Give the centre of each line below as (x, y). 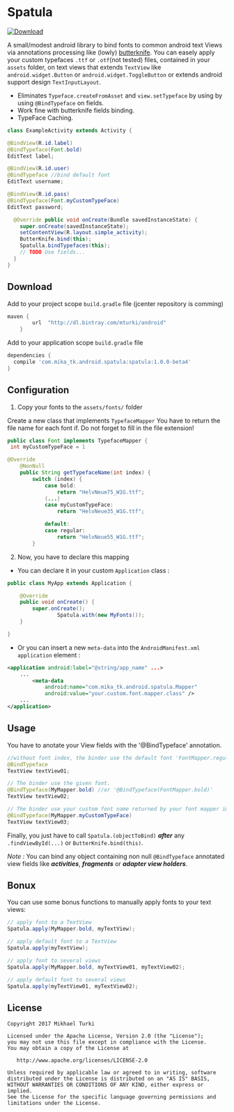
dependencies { (29, 356)
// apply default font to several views (67, 980)
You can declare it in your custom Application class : (93, 570)
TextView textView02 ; (39, 797)
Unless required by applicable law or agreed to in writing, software (112, 1073)
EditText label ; (31, 156)
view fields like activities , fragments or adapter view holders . (97, 863)
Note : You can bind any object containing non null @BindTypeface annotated (116, 856)
